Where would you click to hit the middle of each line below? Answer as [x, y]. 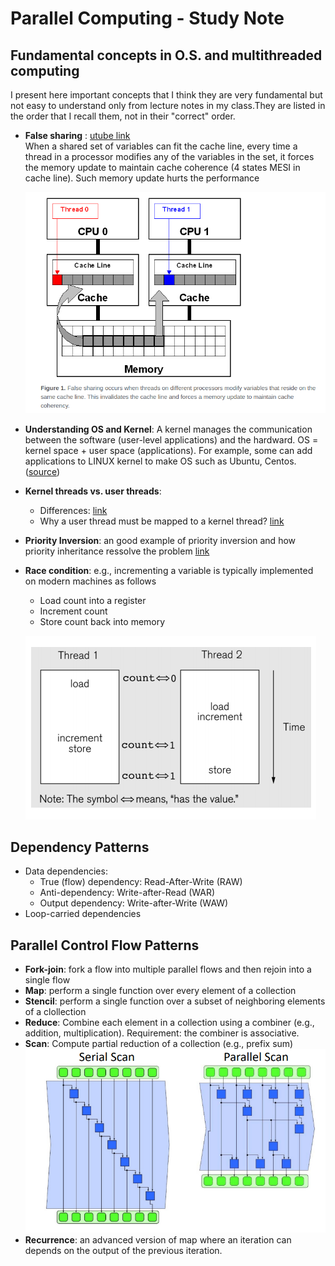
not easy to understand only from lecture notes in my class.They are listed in [168, 105]
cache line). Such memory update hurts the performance [142, 178]
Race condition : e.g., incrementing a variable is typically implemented [169, 570]
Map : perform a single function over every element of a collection [160, 991]
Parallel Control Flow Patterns [105, 945]
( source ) [42, 471]
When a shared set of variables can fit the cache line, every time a [161, 146]
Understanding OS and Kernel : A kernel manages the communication [168, 429]
